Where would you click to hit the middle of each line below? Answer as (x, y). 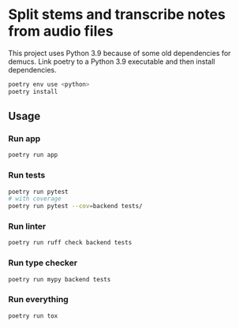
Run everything (38, 300)
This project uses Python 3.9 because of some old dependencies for (119, 53)
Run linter (27, 226)
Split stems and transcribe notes (117, 15)
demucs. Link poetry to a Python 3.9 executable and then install (112, 61)
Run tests (27, 175)
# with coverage (35, 199)
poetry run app (33, 155)
